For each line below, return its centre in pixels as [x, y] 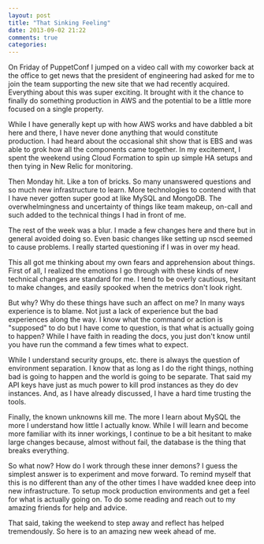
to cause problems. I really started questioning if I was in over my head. [124, 247]
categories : [28, 45]
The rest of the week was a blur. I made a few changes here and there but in [132, 230]
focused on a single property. [56, 109]
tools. [17, 402]
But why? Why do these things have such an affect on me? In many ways [126, 303]
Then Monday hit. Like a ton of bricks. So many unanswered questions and [130, 181]
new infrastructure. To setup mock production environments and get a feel [129, 491]
